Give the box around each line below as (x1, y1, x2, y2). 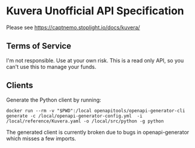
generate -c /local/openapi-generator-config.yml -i (6, 113, 143, 119)
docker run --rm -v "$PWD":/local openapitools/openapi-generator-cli (6, 108, 185, 114)
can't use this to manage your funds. (6, 63, 97, 70)
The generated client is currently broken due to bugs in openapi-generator (6, 128, 190, 136)
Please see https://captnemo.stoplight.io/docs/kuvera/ (6, 24, 140, 31)
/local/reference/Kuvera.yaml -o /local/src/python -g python (6, 118, 164, 124)
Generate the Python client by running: (6, 96, 101, 103)
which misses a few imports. (6, 135, 76, 142)
